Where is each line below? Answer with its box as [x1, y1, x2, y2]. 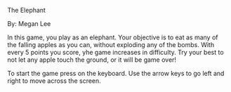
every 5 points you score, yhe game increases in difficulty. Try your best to [7, 48, 224, 56]
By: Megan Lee [7, 20, 51, 27]
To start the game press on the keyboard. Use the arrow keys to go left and [7, 70, 225, 77]
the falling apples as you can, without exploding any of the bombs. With [7, 41, 215, 48]
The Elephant [7, 6, 46, 14]
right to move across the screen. [7, 77, 102, 85]
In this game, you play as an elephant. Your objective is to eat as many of [7, 33, 218, 41]
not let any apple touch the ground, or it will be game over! [7, 55, 177, 64]
